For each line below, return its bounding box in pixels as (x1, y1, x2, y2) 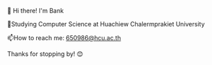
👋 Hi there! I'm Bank (7, 7, 64, 15)
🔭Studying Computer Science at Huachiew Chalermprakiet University (7, 20, 205, 28)
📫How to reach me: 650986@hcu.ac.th (7, 34, 121, 41)
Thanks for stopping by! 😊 (7, 50, 84, 58)
